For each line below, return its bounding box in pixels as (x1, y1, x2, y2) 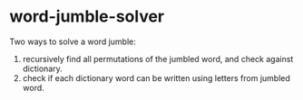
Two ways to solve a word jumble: (9, 36, 136, 47)
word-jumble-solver (9, 6, 165, 27)
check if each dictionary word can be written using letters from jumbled (22, 72, 290, 83)
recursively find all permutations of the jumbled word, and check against (22, 53, 294, 64)
